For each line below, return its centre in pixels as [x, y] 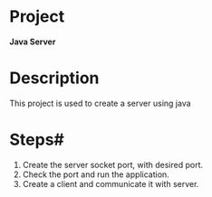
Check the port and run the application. [96, 174]
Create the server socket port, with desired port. [113, 164]
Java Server [33, 42]
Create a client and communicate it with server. [111, 183]
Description [54, 78]
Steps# [37, 140]
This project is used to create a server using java [101, 103]
